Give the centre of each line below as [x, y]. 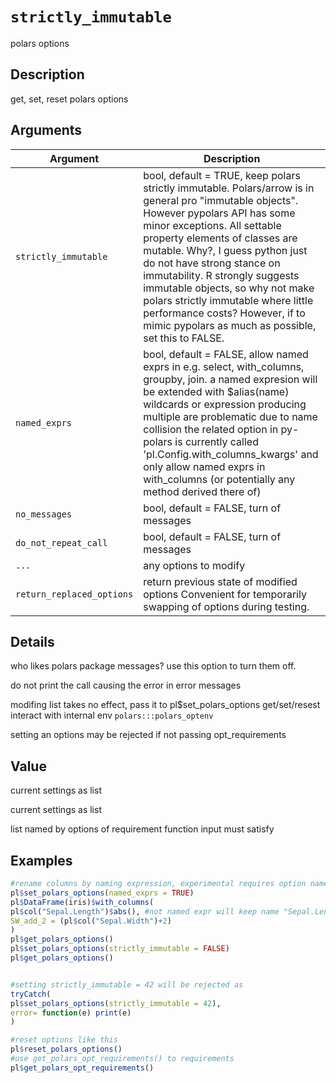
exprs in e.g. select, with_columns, [224, 366]
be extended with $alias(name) [216, 391]
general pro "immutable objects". [221, 200]
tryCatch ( [31, 994]
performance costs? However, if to [224, 313]
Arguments [46, 130]
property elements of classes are [220, 238]
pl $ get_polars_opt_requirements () [82, 1068]
